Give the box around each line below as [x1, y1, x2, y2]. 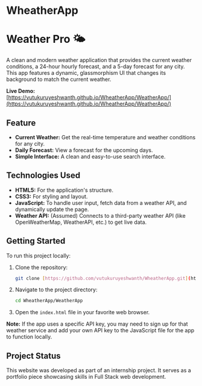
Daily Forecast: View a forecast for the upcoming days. [14, 146, 153, 154]
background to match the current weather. [6, 76, 112, 83]
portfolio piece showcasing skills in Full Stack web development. [6, 373, 166, 381]
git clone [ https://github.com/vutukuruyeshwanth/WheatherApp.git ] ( [14, 275, 191, 281]
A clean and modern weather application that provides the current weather [6, 57, 192, 64]
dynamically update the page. [14, 206, 89, 213]
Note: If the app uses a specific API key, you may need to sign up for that [6, 320, 188, 327]
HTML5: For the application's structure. [14, 186, 113, 194]
